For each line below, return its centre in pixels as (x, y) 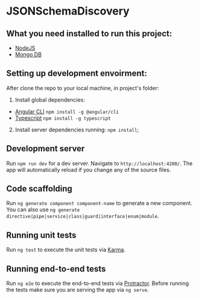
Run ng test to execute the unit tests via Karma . (66, 250)
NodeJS (25, 48)
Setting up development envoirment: (77, 74)
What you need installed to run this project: (89, 34)
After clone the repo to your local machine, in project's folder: (83, 88)
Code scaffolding (39, 189)
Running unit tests (41, 235)
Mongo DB (28, 54)
